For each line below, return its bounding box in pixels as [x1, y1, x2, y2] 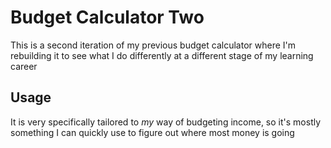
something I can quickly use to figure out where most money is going [10, 126, 295, 138]
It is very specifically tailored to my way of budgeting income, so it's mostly [10, 116, 322, 128]
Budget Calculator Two [10, 6, 205, 29]
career [10, 60, 38, 72]
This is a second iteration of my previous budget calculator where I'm [10, 39, 297, 51]
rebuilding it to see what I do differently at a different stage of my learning [10, 49, 314, 61]
